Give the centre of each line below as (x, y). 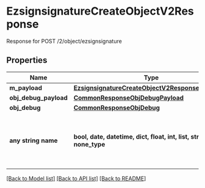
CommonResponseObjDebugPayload (129, 98)
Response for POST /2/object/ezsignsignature (64, 41)
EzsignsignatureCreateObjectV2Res (100, 11)
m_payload (26, 88)
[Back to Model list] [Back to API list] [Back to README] (76, 178)
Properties (27, 60)
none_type (89, 144)
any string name (34, 140)
